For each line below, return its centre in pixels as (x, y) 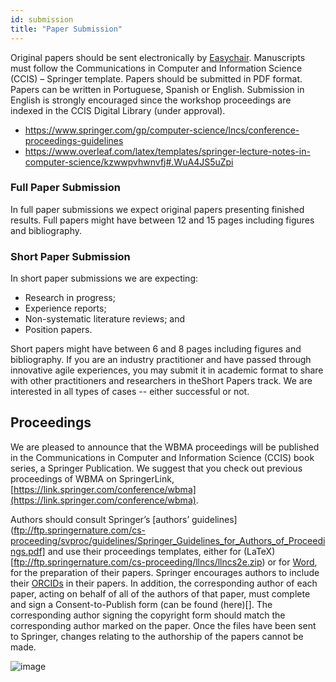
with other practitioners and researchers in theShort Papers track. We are (161, 381)
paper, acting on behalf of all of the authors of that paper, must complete (160, 593)
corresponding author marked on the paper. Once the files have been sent (163, 625)
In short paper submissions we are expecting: (104, 278)
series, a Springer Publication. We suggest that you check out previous (156, 468)
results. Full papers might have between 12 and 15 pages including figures (162, 220)
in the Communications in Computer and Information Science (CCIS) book (162, 457)
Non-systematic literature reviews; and (105, 319)
